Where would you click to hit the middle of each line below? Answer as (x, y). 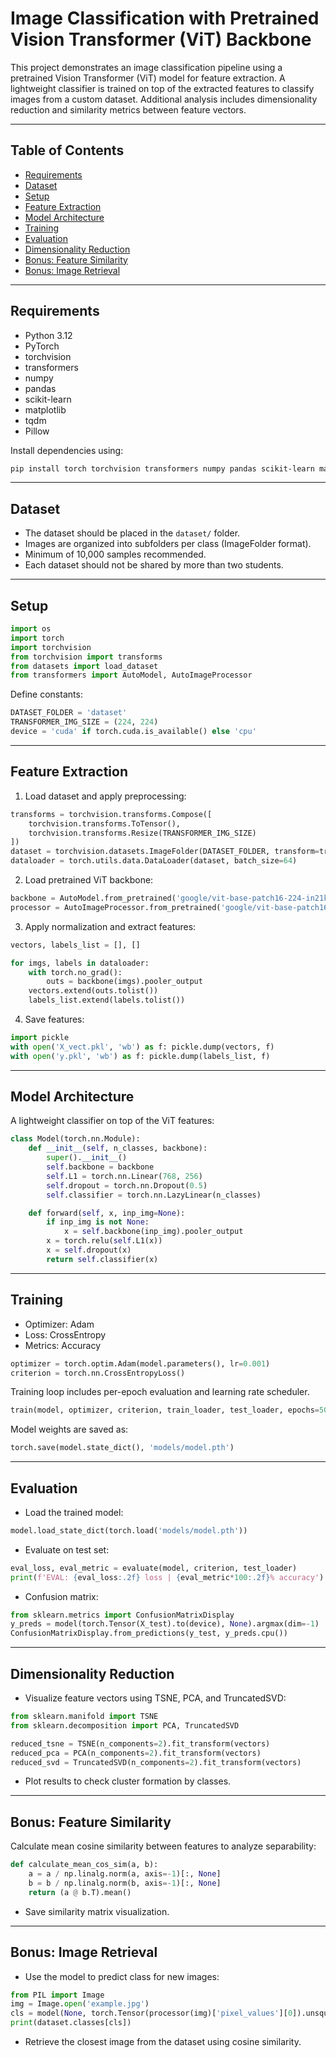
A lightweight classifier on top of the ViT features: (112, 1121)
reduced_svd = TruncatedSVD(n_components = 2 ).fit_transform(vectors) (156, 1762)
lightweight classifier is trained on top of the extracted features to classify (162, 88)
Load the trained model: (74, 1512)
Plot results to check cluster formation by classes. (128, 1781)
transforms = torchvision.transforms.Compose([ (111, 814)
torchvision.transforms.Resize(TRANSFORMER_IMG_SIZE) (142, 833)
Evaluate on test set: (67, 1549)
